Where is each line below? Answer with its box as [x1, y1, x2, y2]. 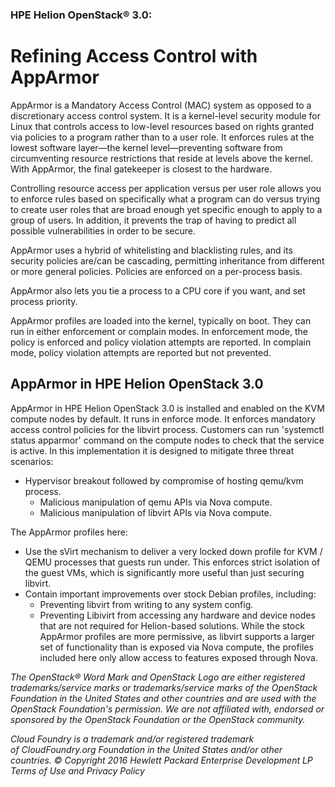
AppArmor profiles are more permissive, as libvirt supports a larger [39, 630, 316, 642]
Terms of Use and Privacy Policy [10, 764, 145, 777]
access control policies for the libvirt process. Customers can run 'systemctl [10, 423, 325, 435]
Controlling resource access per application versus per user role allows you [10, 182, 322, 194]
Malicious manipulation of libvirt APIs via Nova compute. [39, 506, 272, 518]
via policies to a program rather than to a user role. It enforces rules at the [10, 131, 315, 143]
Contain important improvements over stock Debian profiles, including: [24, 588, 317, 600]
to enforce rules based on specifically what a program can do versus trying [10, 193, 321, 205]
